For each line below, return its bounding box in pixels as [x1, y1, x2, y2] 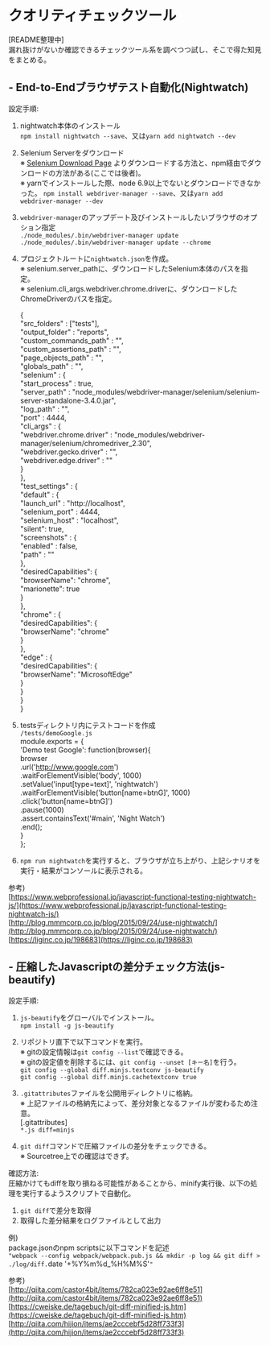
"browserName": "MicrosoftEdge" [19, 669, 133, 679]
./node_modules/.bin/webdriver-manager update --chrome [19, 238, 211, 246]
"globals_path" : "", [19, 361, 84, 370]
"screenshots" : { [19, 532, 77, 542]
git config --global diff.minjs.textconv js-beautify [19, 1066, 204, 1074]
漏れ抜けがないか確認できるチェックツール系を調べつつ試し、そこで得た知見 [8, 44, 262, 54]
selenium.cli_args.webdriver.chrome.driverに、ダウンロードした [27, 283, 238, 293]
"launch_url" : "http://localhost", [19, 498, 126, 507]
